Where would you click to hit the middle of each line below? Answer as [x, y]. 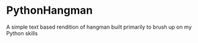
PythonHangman [50, 10]
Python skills [22, 33]
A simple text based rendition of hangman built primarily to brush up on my [99, 27]
